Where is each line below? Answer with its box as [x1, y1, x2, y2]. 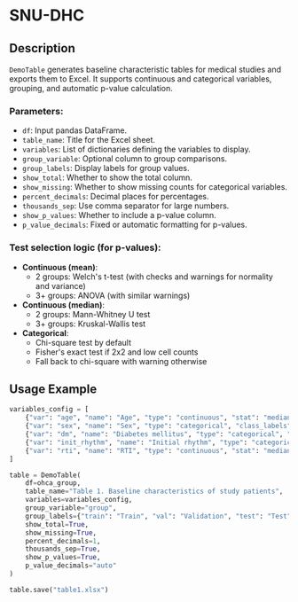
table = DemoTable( [9, 471, 82, 480]
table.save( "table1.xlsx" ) [9, 585, 109, 594]
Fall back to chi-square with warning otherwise [35, 356, 208, 366]
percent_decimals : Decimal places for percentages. [21, 192, 209, 202]
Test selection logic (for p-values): [9, 241, 161, 254]
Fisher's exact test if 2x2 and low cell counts [35, 347, 199, 357]
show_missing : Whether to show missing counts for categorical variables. [21, 182, 288, 192]
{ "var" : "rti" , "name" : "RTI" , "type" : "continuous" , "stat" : [25, 446, 260, 455]
